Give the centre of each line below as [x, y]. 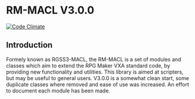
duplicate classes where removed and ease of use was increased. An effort [98, 84]
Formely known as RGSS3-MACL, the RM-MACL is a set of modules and [94, 59]
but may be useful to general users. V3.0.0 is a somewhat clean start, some [98, 78]
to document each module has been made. [58, 90]
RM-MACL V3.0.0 [50, 10]
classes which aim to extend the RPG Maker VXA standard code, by [88, 65]
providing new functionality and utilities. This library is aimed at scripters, [95, 72]
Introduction [29, 45]
